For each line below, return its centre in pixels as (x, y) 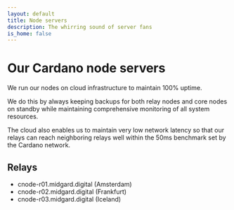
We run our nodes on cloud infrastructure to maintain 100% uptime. (105, 88)
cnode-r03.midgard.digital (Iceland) (69, 199)
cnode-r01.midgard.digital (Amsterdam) (74, 184)
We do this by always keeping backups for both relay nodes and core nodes (117, 101)
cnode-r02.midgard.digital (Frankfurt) (72, 192)
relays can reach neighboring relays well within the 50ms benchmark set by (117, 137)
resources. (23, 116)
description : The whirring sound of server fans (80, 27)
